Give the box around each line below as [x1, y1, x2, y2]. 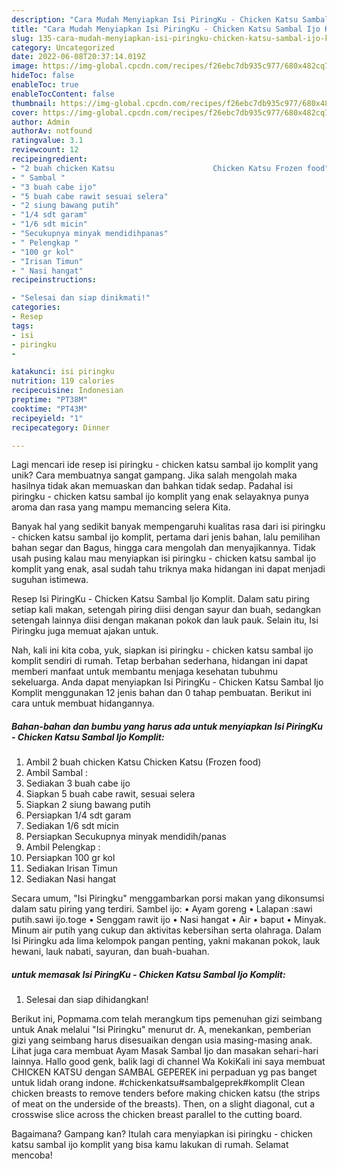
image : [11, 61, 39, 71]
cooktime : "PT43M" [11, 404, 88, 414]
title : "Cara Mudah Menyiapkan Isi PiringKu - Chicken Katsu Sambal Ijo [11, 24, 321, 34]
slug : [11, 33, 34, 43]
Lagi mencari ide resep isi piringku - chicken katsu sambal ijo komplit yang [11, 459, 319, 471]
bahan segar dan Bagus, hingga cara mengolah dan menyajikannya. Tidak [11, 542, 316, 554]
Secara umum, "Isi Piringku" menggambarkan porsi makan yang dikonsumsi [11, 892, 325, 905]
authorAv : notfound [11, 126, 93, 136]
